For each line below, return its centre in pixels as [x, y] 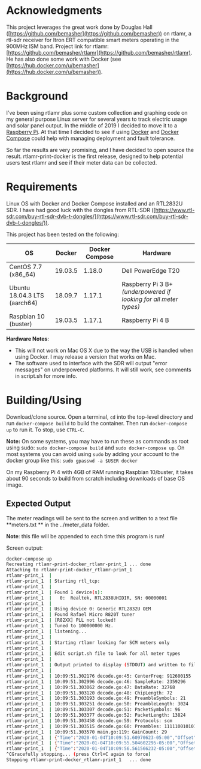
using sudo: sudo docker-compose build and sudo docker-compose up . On [95, 448]
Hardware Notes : [28, 339]
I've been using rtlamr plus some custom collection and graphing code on [97, 112]
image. [15, 485]
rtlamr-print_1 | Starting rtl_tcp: [53, 581]
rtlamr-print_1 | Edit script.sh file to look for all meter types [93, 654]
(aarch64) [23, 303]
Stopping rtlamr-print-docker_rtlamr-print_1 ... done [79, 760]
